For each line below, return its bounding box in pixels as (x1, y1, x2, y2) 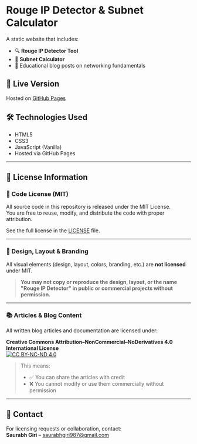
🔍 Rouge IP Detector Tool (14, 47, 79, 54)
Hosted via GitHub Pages (14, 149, 76, 156)
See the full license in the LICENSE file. (6, 227, 101, 234)
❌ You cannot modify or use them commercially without (29, 380, 164, 387)
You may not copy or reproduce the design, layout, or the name (20, 278, 178, 285)
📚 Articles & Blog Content (6, 311, 82, 319)
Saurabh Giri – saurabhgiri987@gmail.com (6, 431, 110, 438)
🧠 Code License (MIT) (6, 189, 69, 198)
